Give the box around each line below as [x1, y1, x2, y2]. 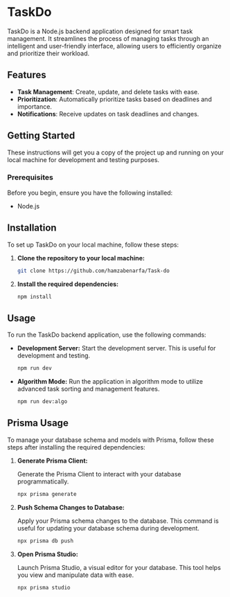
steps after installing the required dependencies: [7, 443, 145, 451]
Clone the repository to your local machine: [17, 253, 145, 262]
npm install [17, 293, 52, 300]
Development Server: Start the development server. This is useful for [17, 344, 216, 353]
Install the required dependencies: [17, 280, 119, 288]
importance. [17, 102, 52, 111]
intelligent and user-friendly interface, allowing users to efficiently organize [7, 42, 222, 50]
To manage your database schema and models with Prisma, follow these [7, 436, 215, 444]
